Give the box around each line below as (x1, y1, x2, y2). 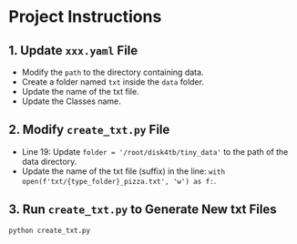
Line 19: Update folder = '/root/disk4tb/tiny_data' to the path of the (21, 146, 289, 157)
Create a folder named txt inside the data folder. (21, 76, 204, 87)
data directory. (21, 156, 77, 167)
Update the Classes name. (21, 96, 122, 107)
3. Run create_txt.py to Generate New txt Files (8, 202, 277, 218)
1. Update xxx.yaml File (8, 43, 138, 58)
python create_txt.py (8, 226, 91, 235)
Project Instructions (8, 6, 162, 27)
